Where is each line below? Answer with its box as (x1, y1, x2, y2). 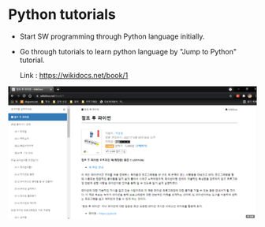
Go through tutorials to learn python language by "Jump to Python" (19, 47, 237, 56)
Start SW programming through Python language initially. (19, 32, 205, 41)
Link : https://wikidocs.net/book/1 (19, 70, 129, 80)
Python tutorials (8, 6, 116, 24)
